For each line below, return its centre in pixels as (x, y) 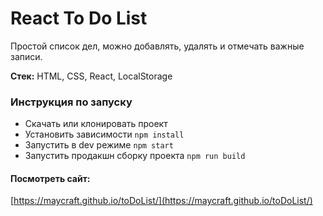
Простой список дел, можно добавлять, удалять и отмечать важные (157, 46)
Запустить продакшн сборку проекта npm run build (135, 156)
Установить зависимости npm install (104, 134)
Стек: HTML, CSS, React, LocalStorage (91, 76)
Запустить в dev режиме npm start (99, 145)
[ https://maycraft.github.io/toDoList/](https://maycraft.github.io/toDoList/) (161, 201)
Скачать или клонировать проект (96, 124)
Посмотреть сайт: (50, 178)
